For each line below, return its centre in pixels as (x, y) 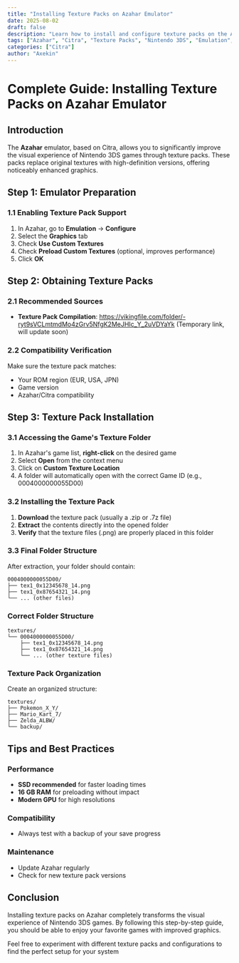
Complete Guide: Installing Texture (112, 89)
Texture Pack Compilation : (58, 317)
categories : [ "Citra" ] (41, 47)
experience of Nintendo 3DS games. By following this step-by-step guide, (116, 922)
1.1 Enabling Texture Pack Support (67, 213)
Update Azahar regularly (54, 868)
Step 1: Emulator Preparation (72, 193)
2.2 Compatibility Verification (60, 350)
